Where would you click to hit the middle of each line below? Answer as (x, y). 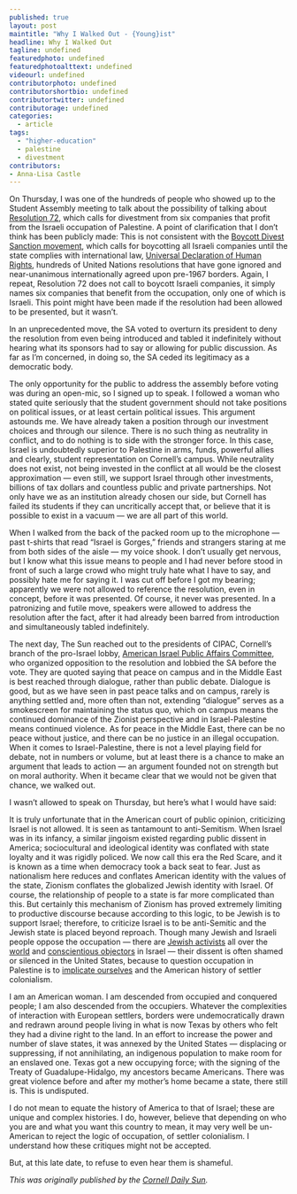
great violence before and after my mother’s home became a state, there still (148, 1082)
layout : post (33, 26)
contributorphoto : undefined (63, 83)
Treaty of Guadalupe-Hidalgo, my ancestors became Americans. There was (147, 1072)
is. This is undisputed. (49, 1091)
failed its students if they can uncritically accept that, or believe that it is (140, 507)
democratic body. (41, 367)
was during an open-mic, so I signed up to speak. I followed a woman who (145, 393)
